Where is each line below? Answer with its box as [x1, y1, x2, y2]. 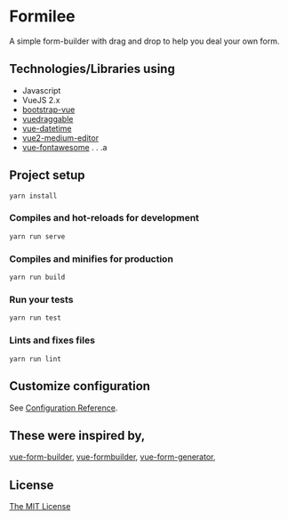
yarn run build [9, 273, 66, 282]
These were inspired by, [9, 427, 146, 443]
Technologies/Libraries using [9, 61, 175, 77]
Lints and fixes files [9, 334, 96, 346]
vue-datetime [21, 123, 72, 134]
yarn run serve [9, 232, 66, 241]
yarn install [9, 191, 58, 200]
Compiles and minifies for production [9, 252, 173, 264]
